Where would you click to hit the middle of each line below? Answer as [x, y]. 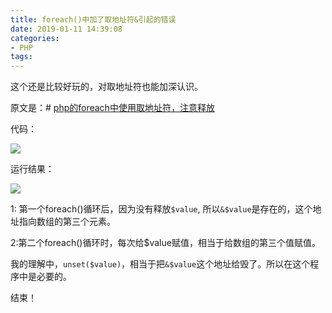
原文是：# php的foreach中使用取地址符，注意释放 [112, 108]
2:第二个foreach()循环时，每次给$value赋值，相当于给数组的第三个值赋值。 [165, 243]
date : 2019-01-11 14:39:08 [66, 29]
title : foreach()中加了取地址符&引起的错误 [93, 19]
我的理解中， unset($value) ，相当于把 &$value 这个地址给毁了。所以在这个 [160, 264]
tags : [21, 57]
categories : [35, 38]
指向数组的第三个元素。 [67, 222]
